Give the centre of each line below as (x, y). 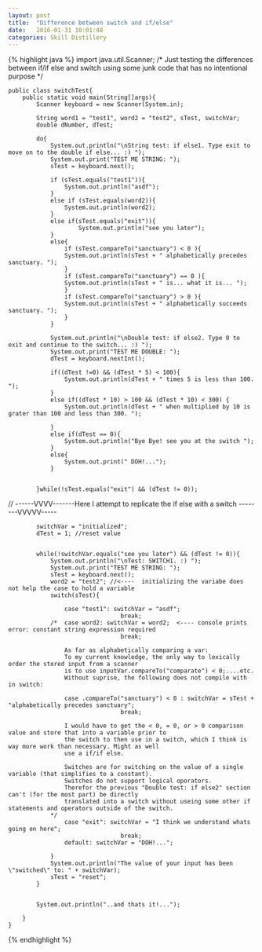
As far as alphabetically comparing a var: (136, 650)
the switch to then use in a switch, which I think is (155, 740)
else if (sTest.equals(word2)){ (103, 201)
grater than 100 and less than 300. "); (75, 414)
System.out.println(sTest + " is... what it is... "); (155, 284)
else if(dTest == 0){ (86, 434)
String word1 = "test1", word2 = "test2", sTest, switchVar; (138, 119)
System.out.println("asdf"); (111, 187)
